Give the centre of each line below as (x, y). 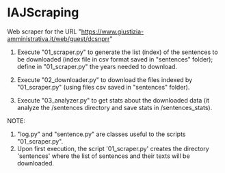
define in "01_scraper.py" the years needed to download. (97, 66)
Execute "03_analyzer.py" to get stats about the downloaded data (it (113, 100)
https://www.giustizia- (112, 31)
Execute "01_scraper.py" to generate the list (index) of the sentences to (117, 52)
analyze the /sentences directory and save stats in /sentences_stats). (115, 107)
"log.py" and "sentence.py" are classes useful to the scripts (101, 134)
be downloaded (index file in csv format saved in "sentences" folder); (115, 59)
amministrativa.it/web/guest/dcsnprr (58, 38)
